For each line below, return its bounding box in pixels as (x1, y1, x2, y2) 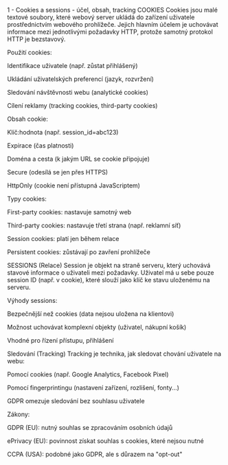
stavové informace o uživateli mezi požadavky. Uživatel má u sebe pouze (7, 269, 214, 277)
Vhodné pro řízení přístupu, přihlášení (7, 337, 114, 344)
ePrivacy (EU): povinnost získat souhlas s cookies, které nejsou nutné (7, 437, 204, 445)
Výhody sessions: (7, 297, 58, 304)
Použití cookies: (7, 48, 53, 56)
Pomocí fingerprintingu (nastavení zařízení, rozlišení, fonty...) (7, 384, 180, 392)
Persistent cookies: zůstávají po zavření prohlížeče (7, 248, 151, 256)
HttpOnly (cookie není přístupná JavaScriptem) (7, 181, 141, 190)
